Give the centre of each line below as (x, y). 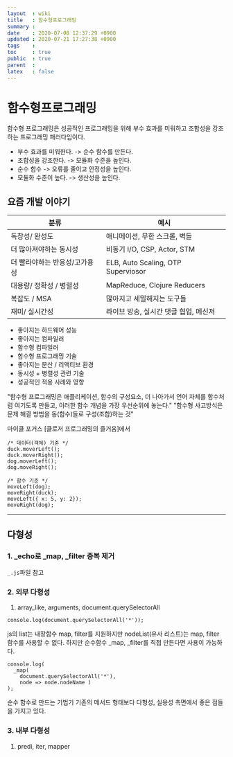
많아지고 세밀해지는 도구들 (147, 299)
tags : (21, 46)
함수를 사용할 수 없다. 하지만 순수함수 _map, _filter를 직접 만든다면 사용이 (106, 643)
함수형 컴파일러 (38, 348)
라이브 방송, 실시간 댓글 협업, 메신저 (161, 312)
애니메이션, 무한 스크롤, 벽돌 (149, 236)
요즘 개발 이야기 (39, 202)
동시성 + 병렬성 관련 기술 (51, 373)
